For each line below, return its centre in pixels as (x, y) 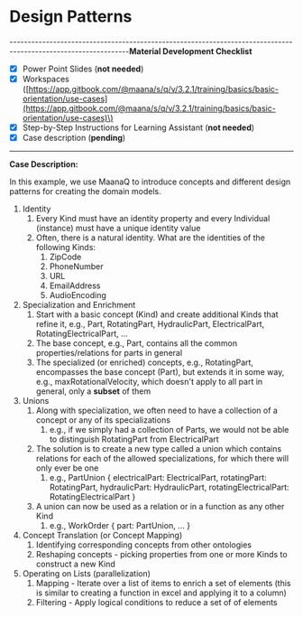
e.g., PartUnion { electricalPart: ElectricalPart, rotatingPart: (158, 478)
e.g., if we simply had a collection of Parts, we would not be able (169, 430)
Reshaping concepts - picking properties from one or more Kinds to (161, 555)
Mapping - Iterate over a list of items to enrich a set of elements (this (163, 584)
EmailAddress (75, 285)
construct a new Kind (75, 564)
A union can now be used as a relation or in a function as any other (160, 507)
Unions (36, 401)
